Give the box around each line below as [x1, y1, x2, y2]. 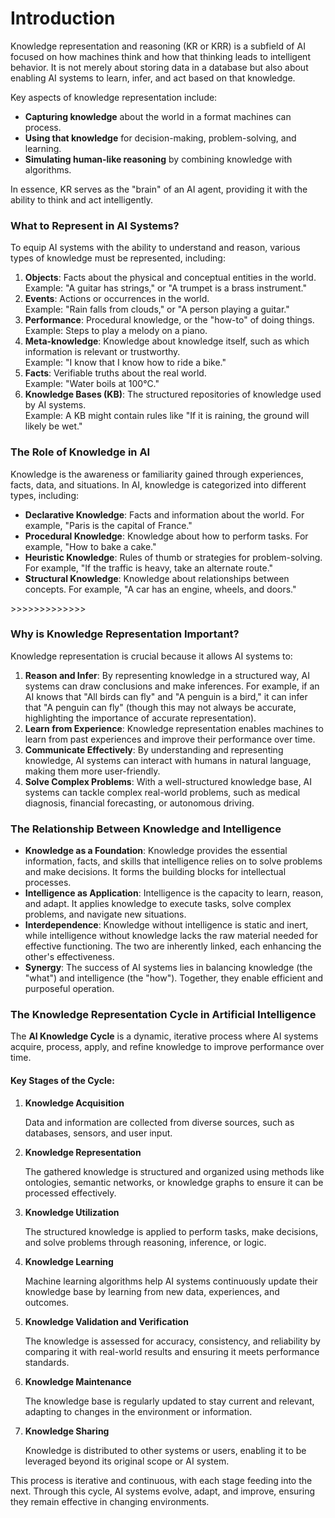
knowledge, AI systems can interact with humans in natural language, [24, 754, 312, 766]
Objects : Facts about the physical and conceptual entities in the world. [24, 272, 317, 284]
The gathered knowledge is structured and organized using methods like [24, 1165, 325, 1177]
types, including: [10, 489, 79, 501]
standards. [24, 1356, 70, 1368]
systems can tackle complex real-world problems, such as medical [24, 786, 301, 798]
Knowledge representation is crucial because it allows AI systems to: [10, 650, 293, 662]
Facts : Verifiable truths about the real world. [24, 367, 207, 379]
